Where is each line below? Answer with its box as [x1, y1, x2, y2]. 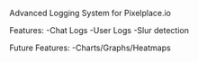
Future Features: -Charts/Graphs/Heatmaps [9, 42, 171, 53]
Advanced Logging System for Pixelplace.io [9, 8, 172, 18]
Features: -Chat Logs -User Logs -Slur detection [9, 25, 189, 35]
